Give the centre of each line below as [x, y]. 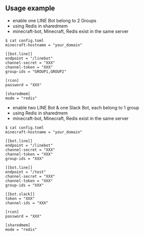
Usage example [30, 8]
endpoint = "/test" [26, 172]
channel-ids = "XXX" [27, 203]
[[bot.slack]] [20, 194]
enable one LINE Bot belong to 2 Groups [55, 20]
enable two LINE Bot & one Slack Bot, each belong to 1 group [76, 107]
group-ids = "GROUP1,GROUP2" [36, 71]
